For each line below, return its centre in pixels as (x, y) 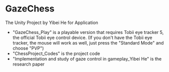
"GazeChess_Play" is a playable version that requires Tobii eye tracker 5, (88, 32)
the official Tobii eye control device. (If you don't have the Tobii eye (82, 37)
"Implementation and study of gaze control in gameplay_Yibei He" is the (87, 58)
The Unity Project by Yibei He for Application (52, 22)
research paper (29, 64)
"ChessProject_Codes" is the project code (56, 53)
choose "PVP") (28, 48)
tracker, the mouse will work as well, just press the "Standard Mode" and (88, 42)
